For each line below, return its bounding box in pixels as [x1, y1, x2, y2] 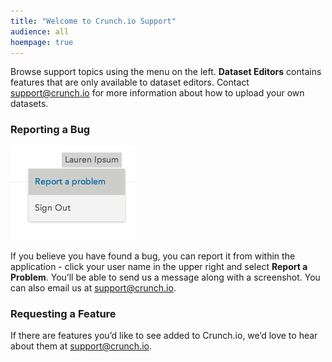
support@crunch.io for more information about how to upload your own [10, 87, 305, 99]
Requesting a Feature [10, 306, 117, 320]
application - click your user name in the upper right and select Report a [10, 260, 308, 272]
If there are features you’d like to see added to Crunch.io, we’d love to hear [10, 329, 318, 341]
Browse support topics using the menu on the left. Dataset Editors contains [10, 66, 322, 78]
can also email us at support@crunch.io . [10, 281, 177, 294]
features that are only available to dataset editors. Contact [10, 76, 250, 89]
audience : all [10, 26, 70, 37]
